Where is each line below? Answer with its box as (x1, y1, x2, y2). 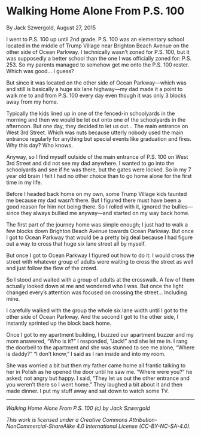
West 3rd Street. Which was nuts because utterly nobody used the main (6, 129, 184, 136)
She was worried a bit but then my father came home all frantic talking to (6, 361, 186, 369)
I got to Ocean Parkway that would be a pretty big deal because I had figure (6, 234, 193, 241)
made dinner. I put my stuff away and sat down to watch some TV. (6, 387, 169, 394)
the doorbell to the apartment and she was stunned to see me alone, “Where (6, 343, 195, 351)
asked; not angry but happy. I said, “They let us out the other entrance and (6, 374, 190, 382)
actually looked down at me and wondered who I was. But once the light (6, 282, 184, 289)
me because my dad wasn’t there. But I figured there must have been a (6, 197, 181, 204)
